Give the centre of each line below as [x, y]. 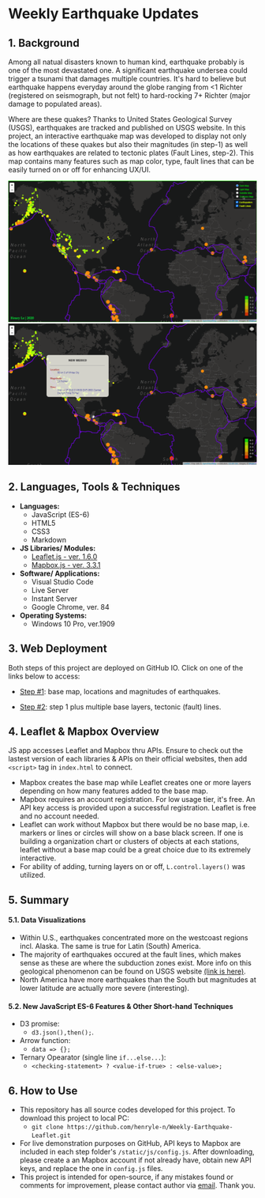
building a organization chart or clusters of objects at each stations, [129, 841]
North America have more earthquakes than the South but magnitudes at [138, 979]
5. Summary [39, 899]
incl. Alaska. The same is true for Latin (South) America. [110, 946]
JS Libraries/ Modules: [58, 548]
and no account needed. [60, 816]
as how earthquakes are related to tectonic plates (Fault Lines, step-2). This [131, 153]
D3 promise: [39, 1024]
